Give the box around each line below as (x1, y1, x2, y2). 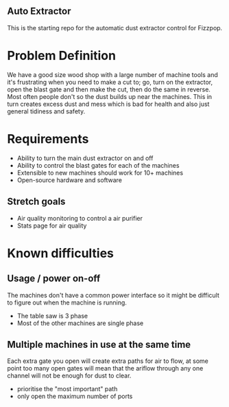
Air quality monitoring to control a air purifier (16, 214, 143, 222)
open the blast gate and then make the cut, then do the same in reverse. (7, 85, 211, 93)
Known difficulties (7, 245, 114, 261)
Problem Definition (7, 48, 117, 63)
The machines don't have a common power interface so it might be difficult (7, 291, 219, 299)
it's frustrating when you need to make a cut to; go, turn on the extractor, (7, 78, 213, 86)
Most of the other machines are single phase (16, 319, 144, 327)
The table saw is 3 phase (16, 311, 88, 320)
